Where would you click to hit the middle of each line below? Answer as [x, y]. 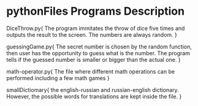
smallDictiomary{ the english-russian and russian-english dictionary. [93, 89]
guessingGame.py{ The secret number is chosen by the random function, [99, 47]
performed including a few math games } [58, 78]
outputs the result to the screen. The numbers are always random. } [92, 34]
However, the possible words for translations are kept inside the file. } [94, 96]
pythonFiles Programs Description [96, 11]
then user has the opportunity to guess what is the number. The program [98, 53]
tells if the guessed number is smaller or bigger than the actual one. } [93, 59]
